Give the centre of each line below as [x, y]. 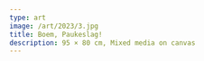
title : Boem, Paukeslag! [56, 34]
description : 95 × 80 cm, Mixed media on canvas [102, 43]
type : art [28, 17]
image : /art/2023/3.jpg [54, 26]
